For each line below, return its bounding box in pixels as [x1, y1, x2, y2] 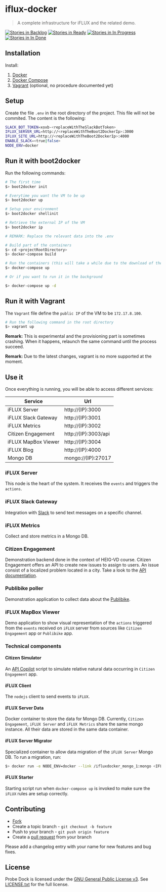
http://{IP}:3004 [64, 438, 101, 445]
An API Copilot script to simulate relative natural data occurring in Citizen [5, 666, 155, 672]
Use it [5, 373, 23, 381]
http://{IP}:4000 [64, 447, 101, 454]
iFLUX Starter [5, 774, 34, 781]
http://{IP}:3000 [64, 406, 101, 413]
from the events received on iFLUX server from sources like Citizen [5, 625, 142, 631]
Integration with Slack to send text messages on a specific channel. [5, 509, 143, 516]
